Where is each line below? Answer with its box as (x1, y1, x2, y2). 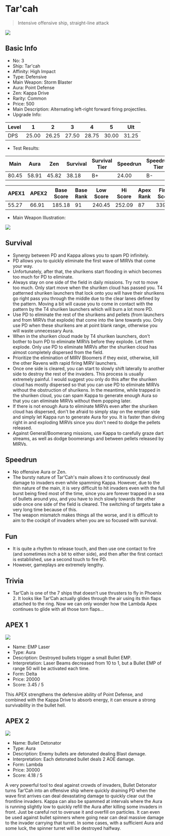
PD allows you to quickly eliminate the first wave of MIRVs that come (12, 257, 156, 264)
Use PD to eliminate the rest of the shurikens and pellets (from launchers (12, 311, 164, 318)
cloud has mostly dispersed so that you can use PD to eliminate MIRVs (12, 381, 159, 388)
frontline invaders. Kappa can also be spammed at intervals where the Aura (5, 798, 163, 804)
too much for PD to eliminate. (12, 273, 74, 280)
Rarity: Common (12, 95, 47, 101)
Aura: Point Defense (12, 84, 55, 90)
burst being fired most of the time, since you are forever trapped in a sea (12, 491, 164, 497)
